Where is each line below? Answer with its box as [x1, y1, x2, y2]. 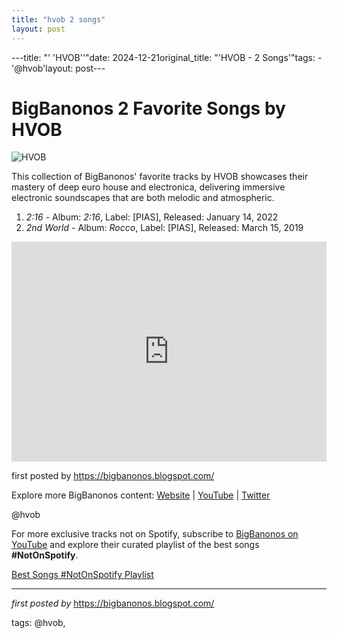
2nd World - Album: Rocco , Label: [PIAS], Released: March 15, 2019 [25, 222, 304, 234]
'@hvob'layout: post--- [11, 62, 106, 74]
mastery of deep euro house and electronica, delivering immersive [11, 181, 286, 193]
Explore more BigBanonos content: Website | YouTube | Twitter [11, 489, 271, 501]
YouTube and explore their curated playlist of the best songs [11, 539, 260, 551]
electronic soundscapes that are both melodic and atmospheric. [11, 192, 275, 204]
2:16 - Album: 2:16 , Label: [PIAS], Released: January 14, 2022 [25, 211, 279, 223]
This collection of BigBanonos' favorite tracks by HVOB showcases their [11, 171, 309, 183]
